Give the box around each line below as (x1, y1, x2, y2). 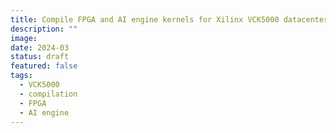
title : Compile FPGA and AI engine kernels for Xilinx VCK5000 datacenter (10, 14, 329, 25)
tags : (10, 71, 33, 81)
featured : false (10, 61, 78, 71)
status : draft (10, 52, 70, 62)
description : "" (10, 24, 78, 34)
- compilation (19, 89, 78, 99)
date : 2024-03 (10, 42, 70, 53)
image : (10, 33, 38, 43)
